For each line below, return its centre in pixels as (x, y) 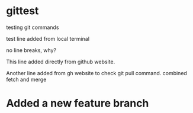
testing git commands (33, 27)
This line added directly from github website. (61, 62)
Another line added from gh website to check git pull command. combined (97, 73)
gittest (22, 11)
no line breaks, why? (31, 50)
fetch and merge (26, 79)
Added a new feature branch (78, 103)
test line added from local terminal (48, 38)
